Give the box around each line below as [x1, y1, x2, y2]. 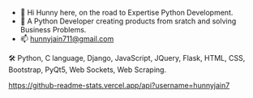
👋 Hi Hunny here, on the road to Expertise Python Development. [19, 8, 234, 17]
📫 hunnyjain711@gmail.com [19, 34, 114, 44]
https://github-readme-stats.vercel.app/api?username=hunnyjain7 [8, 81, 230, 90]
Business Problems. [19, 25, 87, 34]
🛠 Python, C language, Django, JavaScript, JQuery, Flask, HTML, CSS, [8, 53, 246, 62]
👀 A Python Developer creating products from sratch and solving [19, 16, 237, 26]
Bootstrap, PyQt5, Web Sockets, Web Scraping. [8, 65, 167, 75]
